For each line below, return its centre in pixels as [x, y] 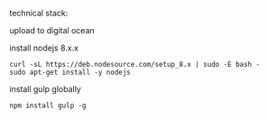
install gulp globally [45, 89]
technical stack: [39, 13]
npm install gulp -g [48, 105]
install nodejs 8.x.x [44, 48]
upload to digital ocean [52, 30]
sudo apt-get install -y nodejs [70, 72]
